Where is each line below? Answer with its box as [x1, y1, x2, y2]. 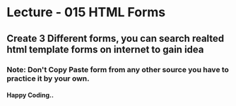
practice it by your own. [6, 73, 90, 83]
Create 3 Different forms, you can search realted [6, 33, 225, 45]
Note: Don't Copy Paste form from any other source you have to [6, 64, 229, 74]
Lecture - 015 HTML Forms [6, 4, 166, 20]
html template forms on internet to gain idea [6, 43, 204, 55]
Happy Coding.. [6, 91, 54, 100]
